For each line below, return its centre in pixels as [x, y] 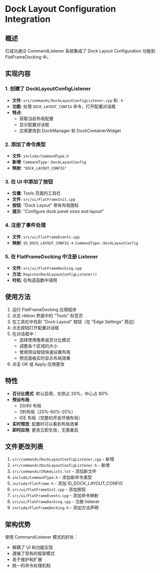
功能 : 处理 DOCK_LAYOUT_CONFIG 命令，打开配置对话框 [64, 106]
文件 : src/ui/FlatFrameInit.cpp [44, 199]
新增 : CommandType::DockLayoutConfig [49, 162]
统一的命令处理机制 [31, 566]
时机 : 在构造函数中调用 [34, 280]
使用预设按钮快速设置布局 [45, 352]
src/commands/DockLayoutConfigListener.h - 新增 [61, 465]
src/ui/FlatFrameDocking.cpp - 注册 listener [56, 502]
